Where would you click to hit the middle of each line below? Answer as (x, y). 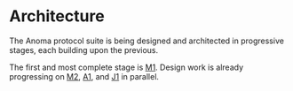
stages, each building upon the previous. (84, 49)
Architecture (57, 16)
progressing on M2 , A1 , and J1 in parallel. (84, 76)
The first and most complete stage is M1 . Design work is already (127, 67)
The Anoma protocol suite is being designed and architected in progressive (146, 41)
